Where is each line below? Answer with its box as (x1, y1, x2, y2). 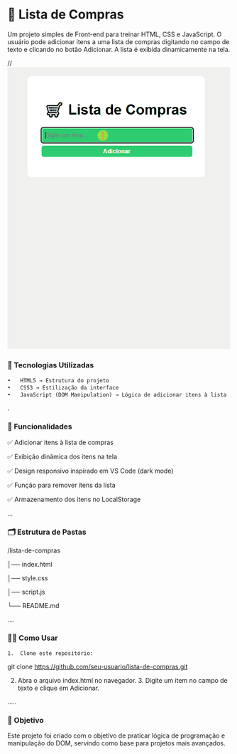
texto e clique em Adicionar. (17, 684, 99, 693)
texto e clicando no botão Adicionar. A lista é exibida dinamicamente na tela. (7, 45, 231, 53)
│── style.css (7, 573, 48, 582)
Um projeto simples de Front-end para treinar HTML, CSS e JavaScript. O (7, 30, 222, 38)
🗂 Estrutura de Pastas (7, 527, 87, 537)
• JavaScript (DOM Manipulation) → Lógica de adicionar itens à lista (7, 392, 227, 399)
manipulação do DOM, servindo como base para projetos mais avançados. (7, 739, 226, 748)
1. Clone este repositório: (7, 650, 94, 657)
